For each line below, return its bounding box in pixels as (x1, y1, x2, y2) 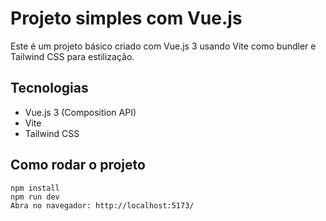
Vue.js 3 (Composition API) (24, 106, 137, 118)
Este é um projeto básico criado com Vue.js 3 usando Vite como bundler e (10, 40, 317, 52)
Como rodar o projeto (10, 157, 146, 174)
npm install (10, 183, 60, 193)
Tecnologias (10, 80, 89, 97)
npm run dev (10, 192, 60, 202)
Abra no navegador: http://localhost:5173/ (10, 200, 195, 211)
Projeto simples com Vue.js (10, 7, 243, 30)
